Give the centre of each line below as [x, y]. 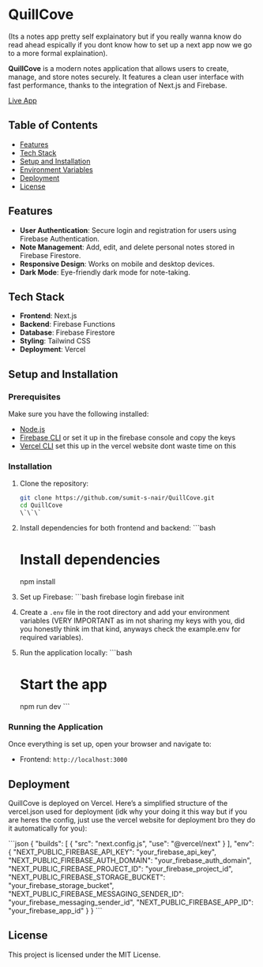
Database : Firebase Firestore [67, 332]
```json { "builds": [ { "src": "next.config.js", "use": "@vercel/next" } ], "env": [131, 843]
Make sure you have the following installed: [79, 414]
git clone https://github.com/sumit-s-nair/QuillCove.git [117, 498]
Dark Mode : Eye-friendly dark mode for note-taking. [105, 272]
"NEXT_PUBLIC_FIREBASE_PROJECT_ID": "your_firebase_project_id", [121, 868]
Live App [23, 100]
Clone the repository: [54, 484]
